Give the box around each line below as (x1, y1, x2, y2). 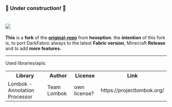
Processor (8, 93, 33, 100)
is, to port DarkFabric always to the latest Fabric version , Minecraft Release (5, 40, 165, 46)
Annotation (8, 87, 34, 94)
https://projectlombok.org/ (100, 87, 164, 94)
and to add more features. (5, 45, 61, 51)
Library (16, 72, 34, 79)
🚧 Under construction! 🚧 (5, 5, 67, 12)
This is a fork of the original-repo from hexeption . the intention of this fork (5, 34, 165, 40)
